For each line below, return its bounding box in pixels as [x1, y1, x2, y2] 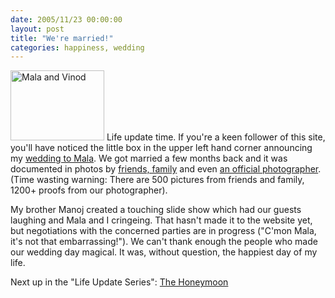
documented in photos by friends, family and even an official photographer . [10, 163, 322, 175]
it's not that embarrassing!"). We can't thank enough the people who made [10, 236, 318, 248]
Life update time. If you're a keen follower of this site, [106, 131, 326, 143]
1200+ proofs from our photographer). [10, 184, 168, 196]
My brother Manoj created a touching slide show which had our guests [10, 204, 302, 216]
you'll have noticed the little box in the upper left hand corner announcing [10, 142, 313, 154]
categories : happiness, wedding [10, 42, 145, 53]
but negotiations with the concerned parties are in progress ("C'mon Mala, [10, 225, 317, 237]
